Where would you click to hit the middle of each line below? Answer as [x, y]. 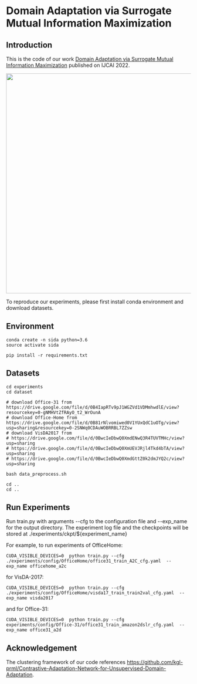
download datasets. [30, 308]
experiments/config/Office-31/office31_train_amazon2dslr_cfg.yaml [90, 625]
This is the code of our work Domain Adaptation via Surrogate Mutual [90, 59]
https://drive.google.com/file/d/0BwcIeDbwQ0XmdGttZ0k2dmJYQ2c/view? [98, 459]
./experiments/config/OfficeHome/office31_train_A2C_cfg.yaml [84, 561]
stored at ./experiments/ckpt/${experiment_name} [67, 534]
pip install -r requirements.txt [47, 355]
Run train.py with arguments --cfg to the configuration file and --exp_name [97, 522]
